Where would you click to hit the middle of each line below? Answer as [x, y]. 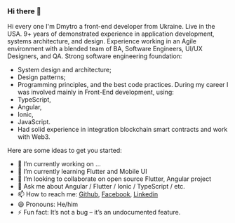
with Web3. [34, 137]
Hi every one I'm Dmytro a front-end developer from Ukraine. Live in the [111, 27]
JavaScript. [34, 122]
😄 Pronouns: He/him [48, 204]
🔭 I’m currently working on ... [59, 164]
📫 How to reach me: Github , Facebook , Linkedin [88, 194]
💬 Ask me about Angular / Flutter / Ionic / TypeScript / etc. [101, 187]
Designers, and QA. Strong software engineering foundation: [95, 56]
